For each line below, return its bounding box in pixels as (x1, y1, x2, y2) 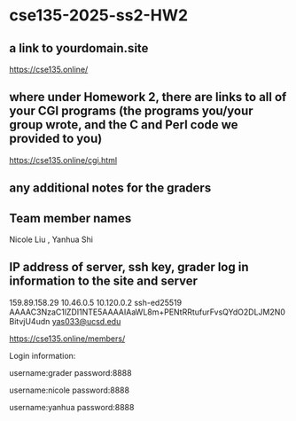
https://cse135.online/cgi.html (9, 154, 118, 165)
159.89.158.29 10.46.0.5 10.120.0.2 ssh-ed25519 (9, 297, 183, 308)
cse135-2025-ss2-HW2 (9, 5, 189, 26)
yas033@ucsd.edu (51, 316, 121, 326)
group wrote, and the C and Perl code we (9, 117, 238, 133)
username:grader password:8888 (9, 367, 132, 378)
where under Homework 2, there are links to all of (9, 90, 287, 105)
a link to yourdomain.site (9, 41, 149, 56)
